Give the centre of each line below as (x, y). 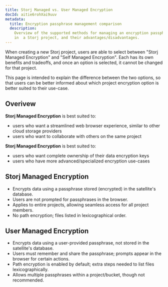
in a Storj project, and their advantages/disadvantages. (77, 38)
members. (23, 210)
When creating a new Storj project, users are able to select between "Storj (82, 52)
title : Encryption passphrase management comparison (66, 24)
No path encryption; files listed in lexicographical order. (69, 215)
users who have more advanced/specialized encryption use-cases (81, 161)
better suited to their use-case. (37, 88)
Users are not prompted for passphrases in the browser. (70, 199)
